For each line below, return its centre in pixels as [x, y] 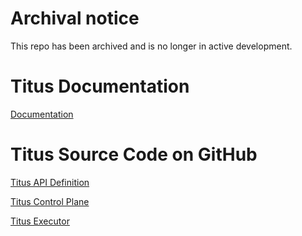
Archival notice [75, 18]
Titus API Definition [50, 182]
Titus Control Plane [50, 201]
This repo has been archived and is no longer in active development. [151, 46]
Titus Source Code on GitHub [134, 154]
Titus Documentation [100, 86]
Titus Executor [40, 221]
